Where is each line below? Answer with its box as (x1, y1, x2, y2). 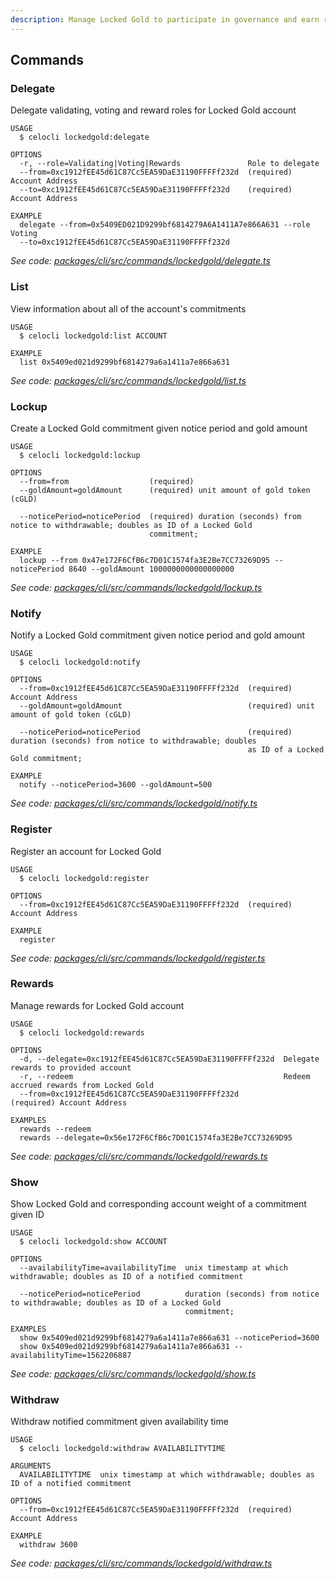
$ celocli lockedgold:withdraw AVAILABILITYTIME (19, 1444, 226, 1454)
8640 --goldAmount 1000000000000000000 (68, 564, 235, 574)
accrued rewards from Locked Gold (10, 1080, 155, 1090)
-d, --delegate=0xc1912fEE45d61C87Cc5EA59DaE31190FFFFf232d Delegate (19, 1054, 320, 1064)
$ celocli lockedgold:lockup (19, 450, 141, 460)
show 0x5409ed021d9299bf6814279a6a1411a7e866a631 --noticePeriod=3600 (19, 1333, 320, 1343)
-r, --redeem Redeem (19, 1071, 311, 1081)
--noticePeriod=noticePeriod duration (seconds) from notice (19, 1289, 320, 1300)
